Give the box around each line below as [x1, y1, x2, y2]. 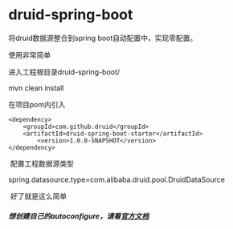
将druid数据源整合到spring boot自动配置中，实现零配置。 [8, 33, 198, 42]
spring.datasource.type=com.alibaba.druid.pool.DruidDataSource [8, 175, 225, 184]
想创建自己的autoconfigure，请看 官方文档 [8, 211, 149, 221]
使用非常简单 [8, 50, 51, 59]
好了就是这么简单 [10, 191, 67, 201]
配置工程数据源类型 [10, 159, 74, 168]
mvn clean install [8, 82, 64, 93]
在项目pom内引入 [8, 99, 66, 109]
